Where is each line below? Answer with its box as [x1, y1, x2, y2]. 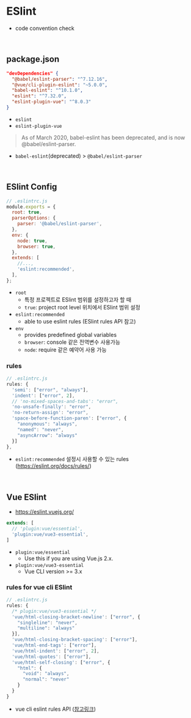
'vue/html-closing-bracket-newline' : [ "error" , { [12, 613, 140, 620]
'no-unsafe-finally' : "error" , [12, 404, 92, 410]
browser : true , [17, 243, 56, 250]
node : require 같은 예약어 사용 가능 [24, 346, 107, 353]
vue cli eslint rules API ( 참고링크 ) [15, 705, 96, 712]
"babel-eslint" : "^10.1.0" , [12, 87, 84, 94]
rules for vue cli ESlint [6, 583, 73, 591]
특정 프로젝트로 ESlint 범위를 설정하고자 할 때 [24, 295, 132, 303]
